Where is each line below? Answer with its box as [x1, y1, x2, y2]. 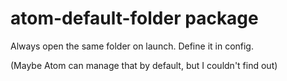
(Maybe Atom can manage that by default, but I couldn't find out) [10, 59, 278, 71]
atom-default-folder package [10, 7, 259, 30]
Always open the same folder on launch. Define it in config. [10, 40, 254, 52]
